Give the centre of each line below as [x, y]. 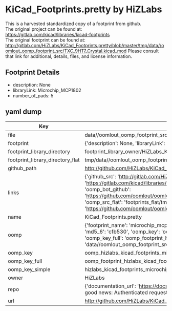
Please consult [143, 51]
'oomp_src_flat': [103, 202]
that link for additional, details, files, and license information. [69, 56]
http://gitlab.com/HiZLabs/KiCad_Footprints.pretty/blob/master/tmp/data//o [85, 45]
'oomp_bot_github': [107, 189]
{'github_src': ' [102, 176]
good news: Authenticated [116, 292]
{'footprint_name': [106, 225]
